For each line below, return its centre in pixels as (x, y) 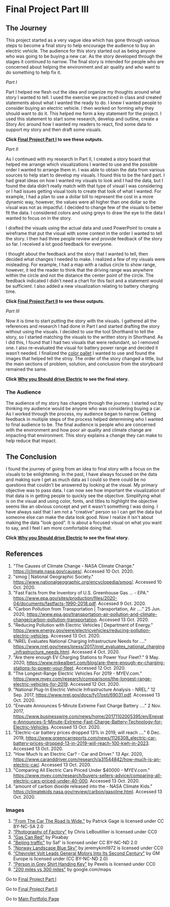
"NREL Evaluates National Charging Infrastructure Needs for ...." (80, 641)
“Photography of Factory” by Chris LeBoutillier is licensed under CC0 (85, 832)
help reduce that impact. (31, 441)
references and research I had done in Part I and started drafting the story (83, 326)
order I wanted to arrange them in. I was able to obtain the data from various (85, 170)
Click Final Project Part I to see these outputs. (55, 139)
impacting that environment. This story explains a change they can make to (84, 436)
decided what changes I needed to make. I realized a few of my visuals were (86, 259)
